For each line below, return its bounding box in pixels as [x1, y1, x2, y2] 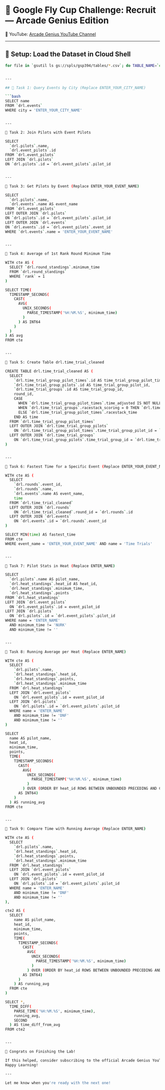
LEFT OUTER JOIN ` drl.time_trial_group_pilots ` [9, 423, 109, 429]
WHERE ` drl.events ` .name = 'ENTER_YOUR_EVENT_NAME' [5, 229, 113, 234]
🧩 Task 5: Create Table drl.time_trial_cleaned [5, 360, 105, 365]
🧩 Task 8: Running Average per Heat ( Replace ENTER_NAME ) [5, 649, 126, 654]
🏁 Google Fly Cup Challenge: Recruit [5, 4, 156, 16]
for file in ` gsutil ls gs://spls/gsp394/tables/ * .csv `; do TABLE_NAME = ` [5, 63, 160, 68]
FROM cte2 [5, 1027, 26, 1032]
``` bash [5, 94, 21, 99]
